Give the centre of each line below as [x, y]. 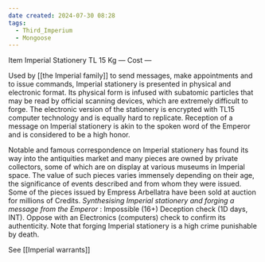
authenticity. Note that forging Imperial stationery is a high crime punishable [132, 226]
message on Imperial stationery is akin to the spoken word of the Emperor [129, 126]
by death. [24, 234]
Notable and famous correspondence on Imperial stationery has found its [129, 150]
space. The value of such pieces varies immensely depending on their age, [131, 175]
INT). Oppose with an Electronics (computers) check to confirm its [117, 218]
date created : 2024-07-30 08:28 [62, 15]
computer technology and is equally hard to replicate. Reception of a [121, 118]
